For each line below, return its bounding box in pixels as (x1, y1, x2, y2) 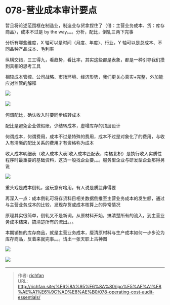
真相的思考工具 (9, 63, 41, 69)
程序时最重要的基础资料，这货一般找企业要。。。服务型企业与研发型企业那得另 (5, 157, 165, 163)
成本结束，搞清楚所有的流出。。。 (9, 219, 76, 225)
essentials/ (17, 294, 40, 300)
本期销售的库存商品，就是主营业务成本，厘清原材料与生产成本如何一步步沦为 (5, 229, 165, 235)
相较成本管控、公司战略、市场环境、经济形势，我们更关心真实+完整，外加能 (5, 74, 163, 80)
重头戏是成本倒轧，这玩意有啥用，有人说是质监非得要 (5, 184, 116, 190)
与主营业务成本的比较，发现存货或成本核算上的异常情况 (5, 201, 120, 208)
